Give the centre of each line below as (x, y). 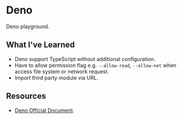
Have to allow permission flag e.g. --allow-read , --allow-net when (95, 65)
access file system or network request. (62, 72)
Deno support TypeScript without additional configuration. (85, 59)
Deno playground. (28, 26)
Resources (26, 96)
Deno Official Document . (44, 110)
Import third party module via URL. (56, 77)
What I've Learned (41, 45)
